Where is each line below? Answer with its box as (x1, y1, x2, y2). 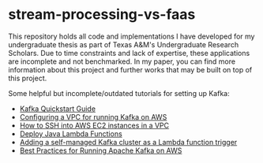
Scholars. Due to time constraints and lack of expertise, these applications (8, 48, 250, 57)
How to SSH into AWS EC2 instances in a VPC (19, 120, 170, 130)
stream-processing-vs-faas (8, 6, 196, 24)
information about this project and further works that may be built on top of (8, 65, 253, 74)
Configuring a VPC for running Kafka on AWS (19, 112, 167, 121)
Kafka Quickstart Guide (19, 104, 96, 113)
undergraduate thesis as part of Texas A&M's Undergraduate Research (8, 39, 239, 49)
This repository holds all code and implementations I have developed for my (8, 31, 255, 41)
